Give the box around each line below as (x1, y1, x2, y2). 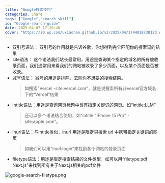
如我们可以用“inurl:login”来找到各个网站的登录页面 (24, 146, 126, 152)
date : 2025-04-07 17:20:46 (5, 26, 60, 30)
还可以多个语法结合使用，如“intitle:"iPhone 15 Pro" (24, 113, 127, 118)
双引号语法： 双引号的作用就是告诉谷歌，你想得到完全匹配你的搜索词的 (12, 44, 156, 50)
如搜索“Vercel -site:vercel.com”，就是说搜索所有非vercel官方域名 (24, 86, 157, 91)
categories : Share (5, 12, 43, 17)
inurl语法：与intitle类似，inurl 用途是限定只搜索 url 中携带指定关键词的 (12, 129, 154, 135)
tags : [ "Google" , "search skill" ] (5, 16, 74, 21)
